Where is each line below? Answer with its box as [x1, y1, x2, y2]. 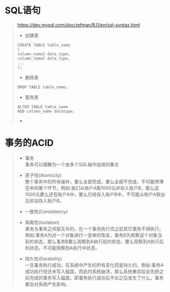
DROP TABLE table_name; [17, 85, 68, 90]
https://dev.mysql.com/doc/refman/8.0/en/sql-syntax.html [17, 21, 140, 28]
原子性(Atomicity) [25, 172, 62, 178]
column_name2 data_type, [17, 56, 70, 61]
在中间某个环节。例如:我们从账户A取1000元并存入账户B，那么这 [25, 184, 159, 191]
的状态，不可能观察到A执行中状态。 [25, 245, 100, 251]
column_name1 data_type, [17, 51, 70, 57]
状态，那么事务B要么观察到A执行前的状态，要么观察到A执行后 [34, 238, 164, 245]
